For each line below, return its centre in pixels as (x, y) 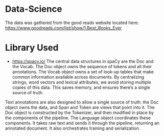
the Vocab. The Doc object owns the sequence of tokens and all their (82, 66)
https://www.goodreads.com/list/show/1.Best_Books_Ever (64, 27)
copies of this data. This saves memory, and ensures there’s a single (81, 87)
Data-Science (34, 9)
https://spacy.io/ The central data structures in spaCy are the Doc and (83, 61)
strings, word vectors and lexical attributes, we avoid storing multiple (82, 82)
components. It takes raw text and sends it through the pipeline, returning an (82, 123)
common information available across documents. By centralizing (78, 77)
